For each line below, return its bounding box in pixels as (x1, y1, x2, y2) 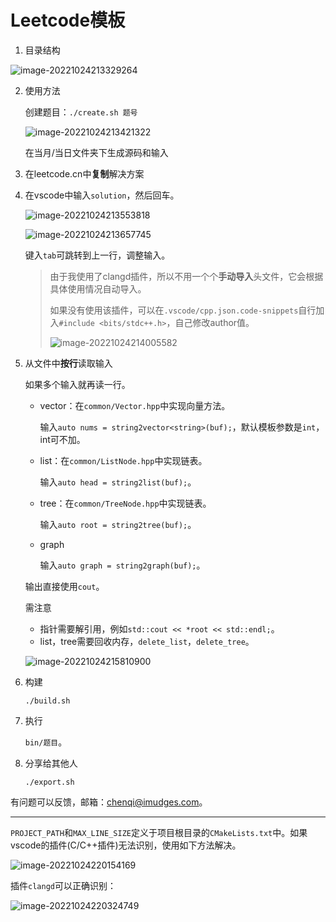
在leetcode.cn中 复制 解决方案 (24, 167, 145, 180)
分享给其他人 (24, 757, 78, 769)
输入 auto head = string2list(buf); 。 (39, 476, 197, 488)
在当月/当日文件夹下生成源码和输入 (24, 146, 169, 158)
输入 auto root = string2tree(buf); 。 (39, 518, 197, 530)
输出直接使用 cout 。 (24, 580, 105, 592)
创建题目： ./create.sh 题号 (24, 106, 138, 118)
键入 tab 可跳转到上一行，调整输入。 (24, 249, 171, 261)
